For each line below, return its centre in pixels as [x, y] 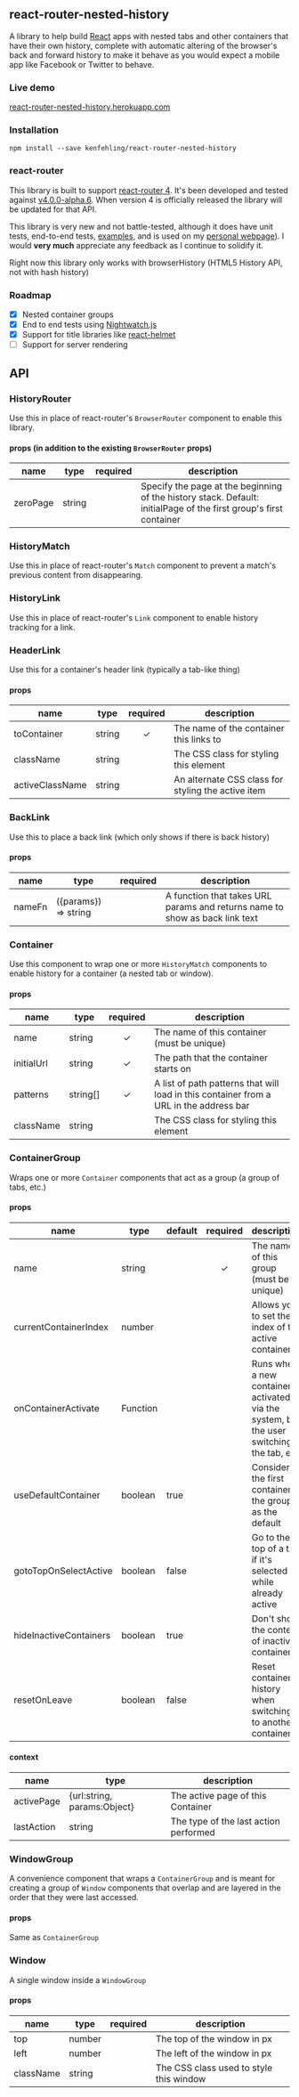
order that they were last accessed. [74, 1898]
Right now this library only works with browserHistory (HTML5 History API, [146, 263]
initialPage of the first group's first [212, 508]
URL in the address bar [202, 1106]
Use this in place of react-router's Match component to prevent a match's [143, 565]
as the [264, 1511]
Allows [266, 1305]
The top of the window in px [214, 2038]
